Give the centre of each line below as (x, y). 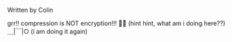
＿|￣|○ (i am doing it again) (48, 31)
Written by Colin (30, 10)
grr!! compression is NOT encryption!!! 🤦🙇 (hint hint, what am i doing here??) (116, 23)
